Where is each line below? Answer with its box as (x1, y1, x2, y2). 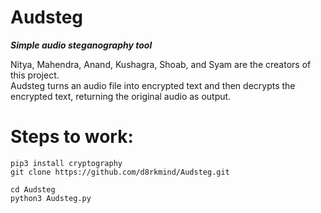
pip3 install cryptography (10, 158, 123, 168)
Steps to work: (10, 126, 134, 148)
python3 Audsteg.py (10, 193, 92, 203)
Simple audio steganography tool (10, 39, 153, 51)
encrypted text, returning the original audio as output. (10, 90, 232, 102)
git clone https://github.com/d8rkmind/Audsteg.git (10, 167, 230, 177)
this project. (10, 69, 60, 81)
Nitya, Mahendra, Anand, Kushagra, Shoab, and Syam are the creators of (10, 58, 312, 70)
